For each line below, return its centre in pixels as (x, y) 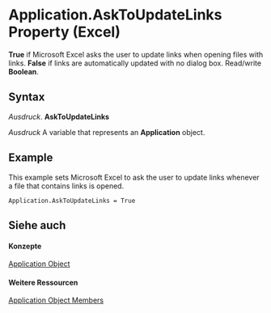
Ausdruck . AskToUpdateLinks (59, 116)
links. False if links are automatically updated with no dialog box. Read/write (135, 63)
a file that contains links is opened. (66, 186)
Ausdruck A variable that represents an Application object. (107, 132)
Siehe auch (37, 225)
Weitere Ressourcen (43, 282)
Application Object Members (56, 300)
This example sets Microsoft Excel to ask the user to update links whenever (134, 177)
